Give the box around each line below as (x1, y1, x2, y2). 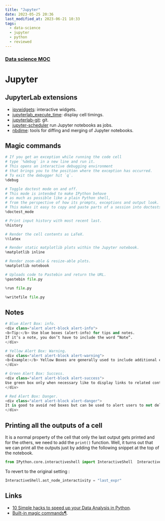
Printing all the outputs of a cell (5, 421, 103, 429)
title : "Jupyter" (5, 7, 41, 12)
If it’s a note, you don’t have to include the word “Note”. (5, 335, 133, 340)
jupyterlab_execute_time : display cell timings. (12, 111, 104, 117)
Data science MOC (5, 55, 51, 62)
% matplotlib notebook (5, 263, 50, 269)
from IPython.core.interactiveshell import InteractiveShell (5, 459, 133, 464)
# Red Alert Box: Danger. (5, 394, 58, 399)
